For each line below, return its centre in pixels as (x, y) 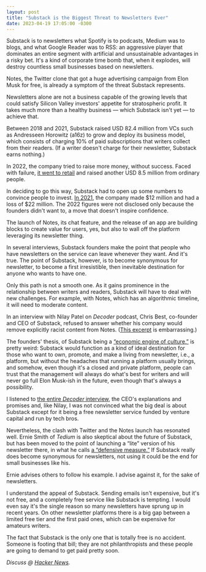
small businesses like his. (38, 463)
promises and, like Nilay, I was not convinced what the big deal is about (97, 405)
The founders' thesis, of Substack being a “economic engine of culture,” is (101, 342)
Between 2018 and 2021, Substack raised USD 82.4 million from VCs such (100, 129)
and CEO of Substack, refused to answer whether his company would (94, 323)
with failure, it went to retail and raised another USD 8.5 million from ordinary (103, 173)
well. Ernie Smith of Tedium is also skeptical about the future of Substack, (99, 437)
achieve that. (23, 116)
